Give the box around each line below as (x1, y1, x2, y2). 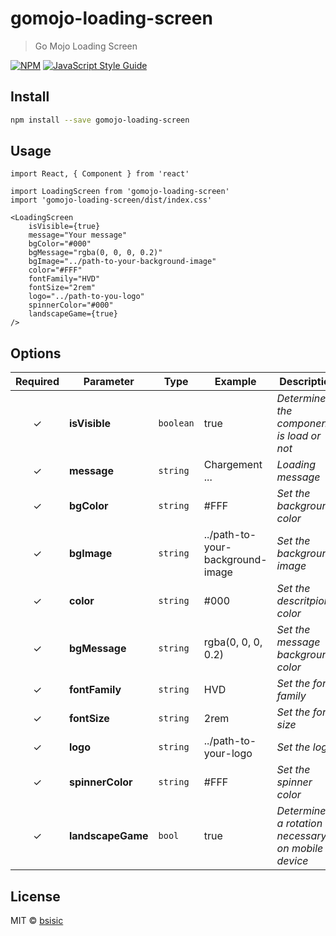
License (10, 888, 61, 905)
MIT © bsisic (10, 915, 64, 927)
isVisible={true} (28, 222, 101, 232)
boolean (158, 418, 195, 429)
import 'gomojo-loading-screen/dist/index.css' (10, 195, 213, 206)
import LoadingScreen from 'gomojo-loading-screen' (10, 187, 230, 197)
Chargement (203, 458, 263, 472)
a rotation (276, 817, 323, 831)
